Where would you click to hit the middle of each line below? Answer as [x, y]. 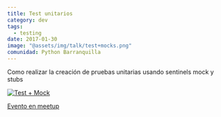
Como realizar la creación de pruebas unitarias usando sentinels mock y [110, 72]
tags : [15, 26]
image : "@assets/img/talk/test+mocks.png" [69, 46]
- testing [27, 33]
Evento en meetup [33, 106]
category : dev [28, 20]
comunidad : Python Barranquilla [54, 53]
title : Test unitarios [40, 13]
